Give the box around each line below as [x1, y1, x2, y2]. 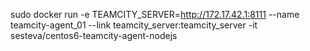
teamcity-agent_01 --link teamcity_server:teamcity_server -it [10, 19, 258, 31]
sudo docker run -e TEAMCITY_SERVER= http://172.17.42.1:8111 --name [10, 9, 300, 20]
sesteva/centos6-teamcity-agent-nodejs [10, 30, 178, 41]
